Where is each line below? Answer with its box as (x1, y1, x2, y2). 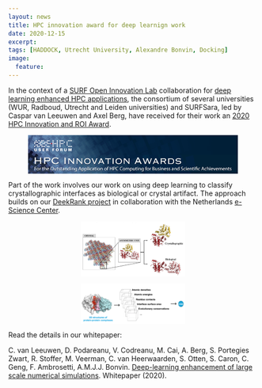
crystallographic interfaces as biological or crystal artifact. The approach (8, 188, 247, 198)
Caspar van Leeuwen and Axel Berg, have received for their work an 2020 (8, 111, 250, 120)
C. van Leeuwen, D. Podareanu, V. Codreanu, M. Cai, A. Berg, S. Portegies (8, 345, 249, 356)
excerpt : (8, 38, 37, 46)
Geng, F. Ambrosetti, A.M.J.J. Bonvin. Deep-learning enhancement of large (8, 363, 253, 372)
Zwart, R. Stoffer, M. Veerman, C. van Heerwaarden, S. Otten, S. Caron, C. (8, 354, 249, 363)
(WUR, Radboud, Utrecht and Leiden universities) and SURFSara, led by (8, 102, 242, 112)
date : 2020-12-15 (8, 29, 66, 37)
